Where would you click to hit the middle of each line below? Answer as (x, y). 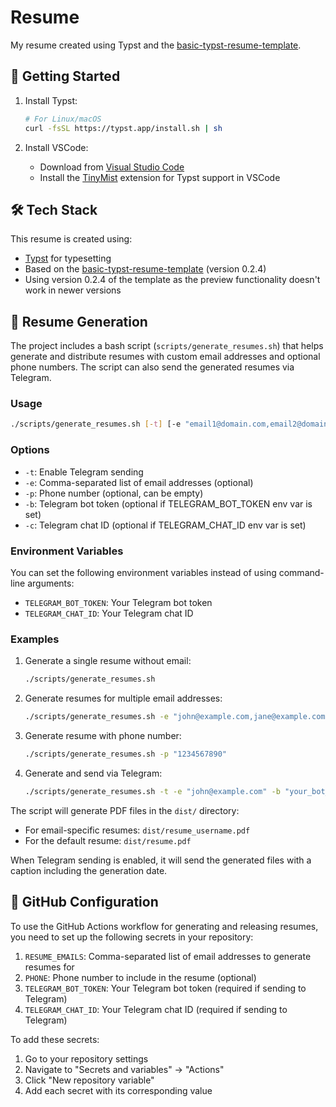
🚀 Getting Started (65, 76)
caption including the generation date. (89, 870)
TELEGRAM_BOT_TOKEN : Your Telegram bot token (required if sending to (165, 988)
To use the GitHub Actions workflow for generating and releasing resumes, (164, 926)
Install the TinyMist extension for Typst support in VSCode (160, 177)
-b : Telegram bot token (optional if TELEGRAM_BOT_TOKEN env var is (168, 503)
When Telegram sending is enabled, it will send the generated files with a (161, 860)
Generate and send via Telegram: (93, 773)
